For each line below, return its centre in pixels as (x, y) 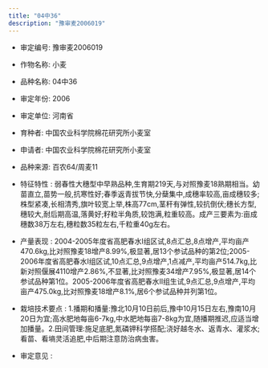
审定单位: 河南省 (47, 115)
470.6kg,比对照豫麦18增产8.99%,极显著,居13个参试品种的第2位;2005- (135, 251)
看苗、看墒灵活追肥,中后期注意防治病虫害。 (91, 338)
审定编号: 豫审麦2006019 (61, 47)
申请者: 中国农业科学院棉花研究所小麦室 (85, 149)
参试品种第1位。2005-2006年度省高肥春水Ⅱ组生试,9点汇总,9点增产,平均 (137, 281)
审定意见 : (36, 355)
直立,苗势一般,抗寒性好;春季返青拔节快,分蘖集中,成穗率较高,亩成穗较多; (143, 194)
